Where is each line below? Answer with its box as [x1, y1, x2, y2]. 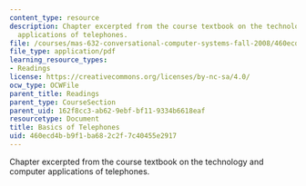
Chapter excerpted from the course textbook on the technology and [9, 156, 264, 167]
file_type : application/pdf [9, 47, 117, 56]
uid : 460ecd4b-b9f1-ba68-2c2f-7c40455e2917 [9, 132, 178, 141]
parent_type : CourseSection [9, 97, 117, 107]
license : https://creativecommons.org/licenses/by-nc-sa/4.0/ [9, 73, 250, 82]
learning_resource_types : [9, 55, 107, 64]
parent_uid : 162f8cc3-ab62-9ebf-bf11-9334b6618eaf [9, 106, 206, 115]
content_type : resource [9, 13, 100, 23]
